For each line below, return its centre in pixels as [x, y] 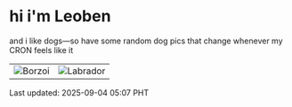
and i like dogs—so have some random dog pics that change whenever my [146, 41]
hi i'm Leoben [60, 16]
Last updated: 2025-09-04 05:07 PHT [79, 92]
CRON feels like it [41, 50]
